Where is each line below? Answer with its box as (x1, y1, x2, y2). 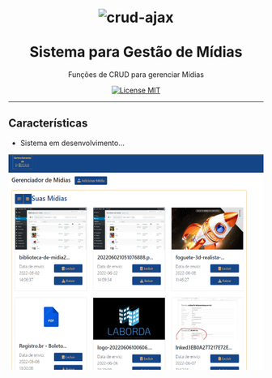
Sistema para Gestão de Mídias (29, 43, 243, 62)
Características (8, 117, 88, 131)
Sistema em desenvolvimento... (19, 138, 125, 148)
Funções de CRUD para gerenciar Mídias (67, 69, 205, 79)
